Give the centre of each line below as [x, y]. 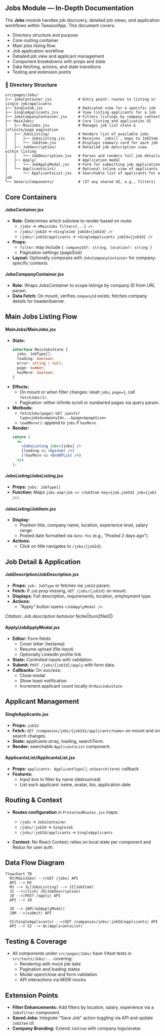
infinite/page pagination [32, 130]
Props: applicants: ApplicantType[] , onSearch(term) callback [76, 769]
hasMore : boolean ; [36, 372]
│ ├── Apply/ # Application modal [63, 160]
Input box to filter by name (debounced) [60, 779]
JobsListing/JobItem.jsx [31, 509]
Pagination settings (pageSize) [51, 252]
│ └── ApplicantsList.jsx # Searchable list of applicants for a [83, 173]
